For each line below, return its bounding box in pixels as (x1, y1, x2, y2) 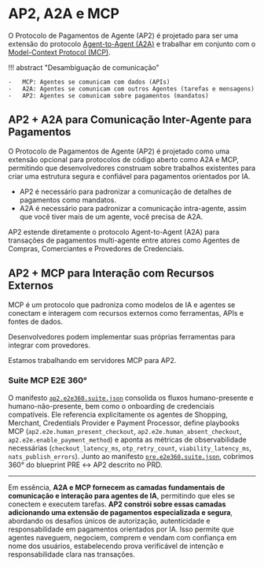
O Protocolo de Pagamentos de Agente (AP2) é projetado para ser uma (8, 31, 238, 40)
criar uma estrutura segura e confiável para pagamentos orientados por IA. (8, 171, 251, 181)
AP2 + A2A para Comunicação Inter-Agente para (8, 113, 252, 127)
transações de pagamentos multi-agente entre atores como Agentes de (8, 235, 240, 245)
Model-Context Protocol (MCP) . (8, 47, 112, 57)
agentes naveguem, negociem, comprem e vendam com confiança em (8, 532, 237, 542)
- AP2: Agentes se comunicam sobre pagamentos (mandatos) (8, 91, 210, 99)
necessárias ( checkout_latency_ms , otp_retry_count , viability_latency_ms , (8, 443, 251, 453)
